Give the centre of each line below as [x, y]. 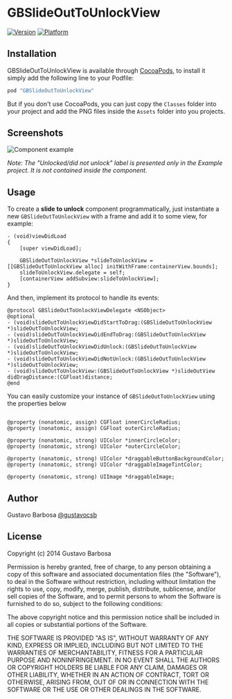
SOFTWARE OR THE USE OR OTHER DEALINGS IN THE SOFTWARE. [104, 689]
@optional [21, 317]
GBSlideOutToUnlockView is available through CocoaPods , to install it [106, 70]
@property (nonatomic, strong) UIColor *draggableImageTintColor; [105, 465]
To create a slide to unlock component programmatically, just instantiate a [113, 209]
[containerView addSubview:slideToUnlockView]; [89, 279]
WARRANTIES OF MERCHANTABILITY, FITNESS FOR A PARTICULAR [105, 653]
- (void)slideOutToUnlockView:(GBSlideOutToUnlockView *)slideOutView [111, 371]
